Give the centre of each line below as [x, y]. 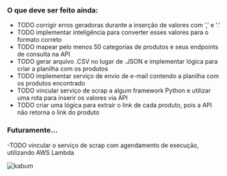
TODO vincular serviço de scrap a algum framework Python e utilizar [114, 90]
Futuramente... [32, 130]
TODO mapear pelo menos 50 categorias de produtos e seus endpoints [118, 47]
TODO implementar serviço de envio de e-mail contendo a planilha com [118, 76]
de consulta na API [43, 54]
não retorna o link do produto [58, 112]
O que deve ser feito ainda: [53, 10]
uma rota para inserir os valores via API [72, 98]
